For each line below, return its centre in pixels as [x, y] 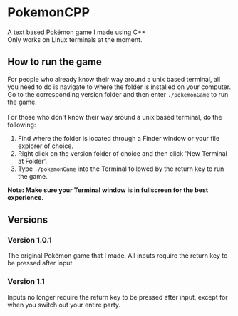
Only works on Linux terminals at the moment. [75, 39]
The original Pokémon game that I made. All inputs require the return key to [118, 256]
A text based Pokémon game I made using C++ [77, 32]
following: [22, 125]
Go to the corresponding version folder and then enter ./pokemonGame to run [118, 94]
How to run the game [55, 62]
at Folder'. [32, 161]
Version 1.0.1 [30, 241]
